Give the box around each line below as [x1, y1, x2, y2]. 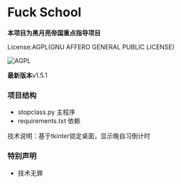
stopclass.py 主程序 [17, 108, 76, 117]
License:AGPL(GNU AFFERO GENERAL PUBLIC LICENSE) [7, 42, 175, 51]
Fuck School [7, 4, 82, 21]
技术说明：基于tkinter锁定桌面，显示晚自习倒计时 [7, 132, 150, 140]
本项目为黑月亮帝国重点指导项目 [7, 28, 101, 37]
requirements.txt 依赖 [17, 117, 81, 125]
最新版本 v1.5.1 [7, 71, 48, 79]
